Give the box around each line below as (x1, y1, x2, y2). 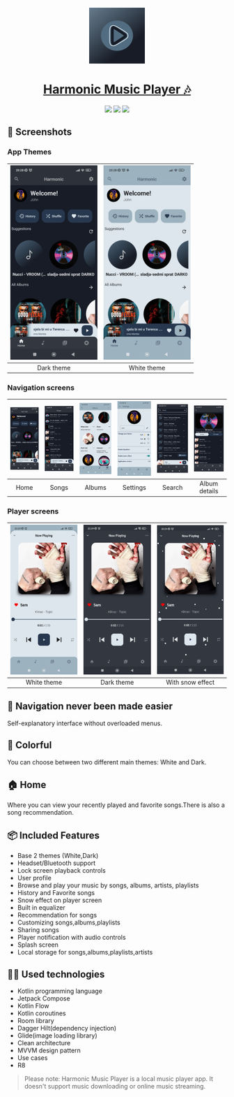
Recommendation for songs (17, 911, 97, 920)
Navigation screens (7, 383, 75, 392)
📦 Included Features (7, 829, 100, 841)
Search (162, 483, 183, 491)
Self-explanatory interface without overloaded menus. (7, 719, 162, 727)
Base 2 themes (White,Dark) (17, 852, 99, 860)
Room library (17, 1016, 54, 1024)
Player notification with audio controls (17, 933, 127, 942)
